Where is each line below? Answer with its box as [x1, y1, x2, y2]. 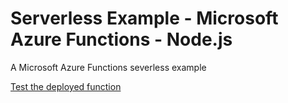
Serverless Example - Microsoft [10, 7, 279, 30]
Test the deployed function [10, 80, 122, 92]
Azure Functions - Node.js [10, 28, 233, 51]
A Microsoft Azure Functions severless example [10, 61, 207, 73]
